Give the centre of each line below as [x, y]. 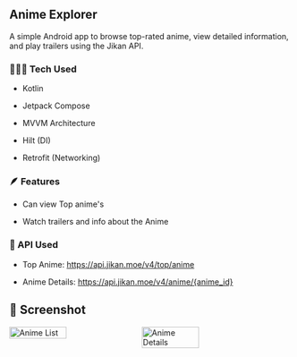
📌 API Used [34, 245]
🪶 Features [35, 182]
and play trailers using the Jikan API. [76, 46]
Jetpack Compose [56, 106]
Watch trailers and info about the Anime [95, 222]
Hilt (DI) [36, 140]
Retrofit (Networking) [61, 158]
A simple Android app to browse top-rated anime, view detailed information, [149, 36]
